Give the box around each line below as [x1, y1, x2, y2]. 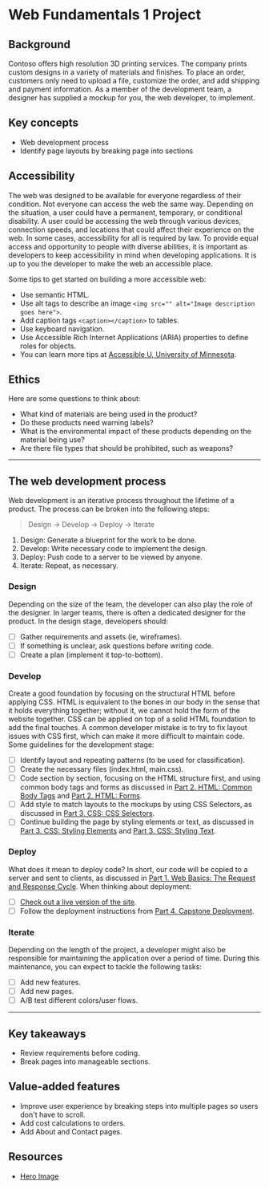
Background [8, 38, 70, 51]
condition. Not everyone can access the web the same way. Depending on [8, 199, 254, 209]
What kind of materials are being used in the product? [19, 409, 198, 419]
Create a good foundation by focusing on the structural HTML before [8, 688, 235, 699]
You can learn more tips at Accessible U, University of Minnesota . [19, 349, 237, 359]
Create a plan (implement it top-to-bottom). [19, 650, 163, 659]
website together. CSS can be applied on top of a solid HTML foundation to [8, 714, 256, 724]
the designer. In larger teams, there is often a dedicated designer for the [8, 607, 246, 617]
